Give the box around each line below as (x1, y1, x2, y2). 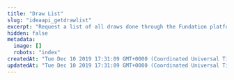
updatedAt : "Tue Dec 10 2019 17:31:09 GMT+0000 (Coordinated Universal (7, 62, 219, 69)
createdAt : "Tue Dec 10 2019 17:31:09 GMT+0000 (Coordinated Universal (7, 56, 219, 63)
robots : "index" (13, 49, 61, 56)
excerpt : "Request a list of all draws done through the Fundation (7, 23, 208, 30)
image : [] (13, 42, 42, 49)
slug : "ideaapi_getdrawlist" (7, 17, 92, 24)
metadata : (7, 36, 36, 43)
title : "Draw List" (7, 10, 64, 17)
